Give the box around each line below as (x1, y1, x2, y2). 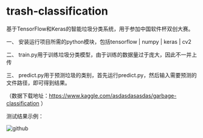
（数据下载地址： (6, 92, 49, 99)
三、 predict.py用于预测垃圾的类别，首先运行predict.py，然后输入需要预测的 (6, 71, 197, 78)
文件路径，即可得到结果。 (6, 79, 71, 86)
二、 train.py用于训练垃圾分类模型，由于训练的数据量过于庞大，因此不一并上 (6, 50, 198, 58)
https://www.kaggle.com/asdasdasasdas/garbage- (49, 92, 177, 99)
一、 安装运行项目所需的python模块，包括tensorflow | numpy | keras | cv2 (6, 38, 191, 45)
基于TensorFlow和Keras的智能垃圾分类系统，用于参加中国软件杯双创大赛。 (6, 25, 194, 32)
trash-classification (6, 4, 108, 18)
